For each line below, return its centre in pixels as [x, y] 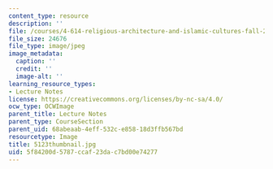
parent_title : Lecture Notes [58, 115]
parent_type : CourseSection [56, 122]
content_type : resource [49, 16]
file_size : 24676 [38, 39]
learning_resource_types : [52, 84]
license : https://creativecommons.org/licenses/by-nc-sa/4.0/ [116, 99]
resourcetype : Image [43, 136]
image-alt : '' [39, 76]
